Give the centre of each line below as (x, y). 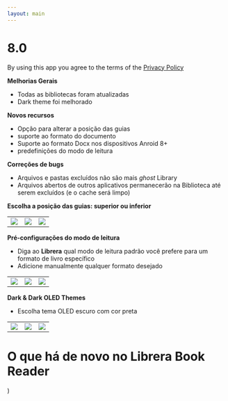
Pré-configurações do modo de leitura (64, 238)
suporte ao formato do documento (66, 136)
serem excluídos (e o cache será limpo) (74, 193)
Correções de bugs (35, 164)
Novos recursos (31, 115)
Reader (28, 371)
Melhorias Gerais (32, 81)
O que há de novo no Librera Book (106, 356)
